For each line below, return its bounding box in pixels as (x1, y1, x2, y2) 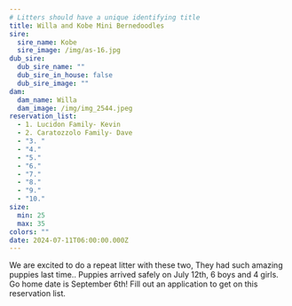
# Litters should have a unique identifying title (9, 12, 201, 22)
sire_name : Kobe (17, 37, 77, 47)
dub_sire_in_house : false (17, 71, 114, 80)
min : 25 (17, 210, 46, 220)
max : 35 (17, 219, 46, 228)
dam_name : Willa (17, 95, 77, 105)
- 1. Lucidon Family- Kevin (17, 121, 122, 129)
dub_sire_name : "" (17, 63, 86, 72)
